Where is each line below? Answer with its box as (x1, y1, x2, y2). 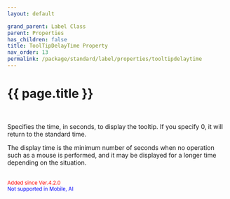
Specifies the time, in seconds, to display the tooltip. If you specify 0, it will (7, 122, 223, 130)
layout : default (7, 10, 55, 18)
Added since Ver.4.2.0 (7, 179, 61, 186)
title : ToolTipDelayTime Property (7, 43, 109, 50)
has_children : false (7, 36, 68, 43)
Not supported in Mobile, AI (7, 185, 74, 193)
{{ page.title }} (7, 85, 94, 102)
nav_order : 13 (7, 49, 49, 56)
